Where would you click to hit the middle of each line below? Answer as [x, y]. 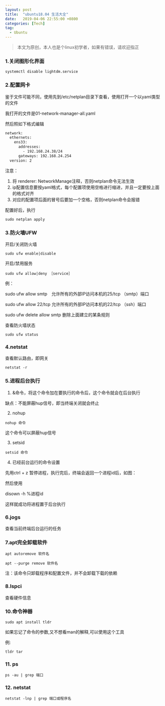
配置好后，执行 [20, 210]
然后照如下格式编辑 [25, 124]
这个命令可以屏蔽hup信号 [31, 433]
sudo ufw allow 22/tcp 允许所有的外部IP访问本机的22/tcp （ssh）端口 [76, 304]
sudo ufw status [22, 335]
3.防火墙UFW [21, 233]
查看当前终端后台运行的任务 [33, 528]
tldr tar [14, 652]
